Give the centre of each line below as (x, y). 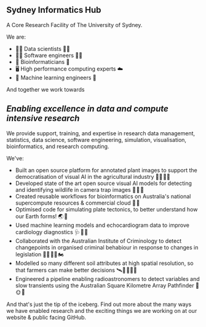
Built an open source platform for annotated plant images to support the (106, 170)
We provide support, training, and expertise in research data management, (101, 133)
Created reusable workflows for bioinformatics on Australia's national (103, 196)
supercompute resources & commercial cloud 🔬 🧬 (77, 203)
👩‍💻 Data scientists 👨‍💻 (43, 49)
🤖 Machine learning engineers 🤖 (56, 77)
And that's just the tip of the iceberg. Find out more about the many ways (99, 304)
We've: (15, 158)
